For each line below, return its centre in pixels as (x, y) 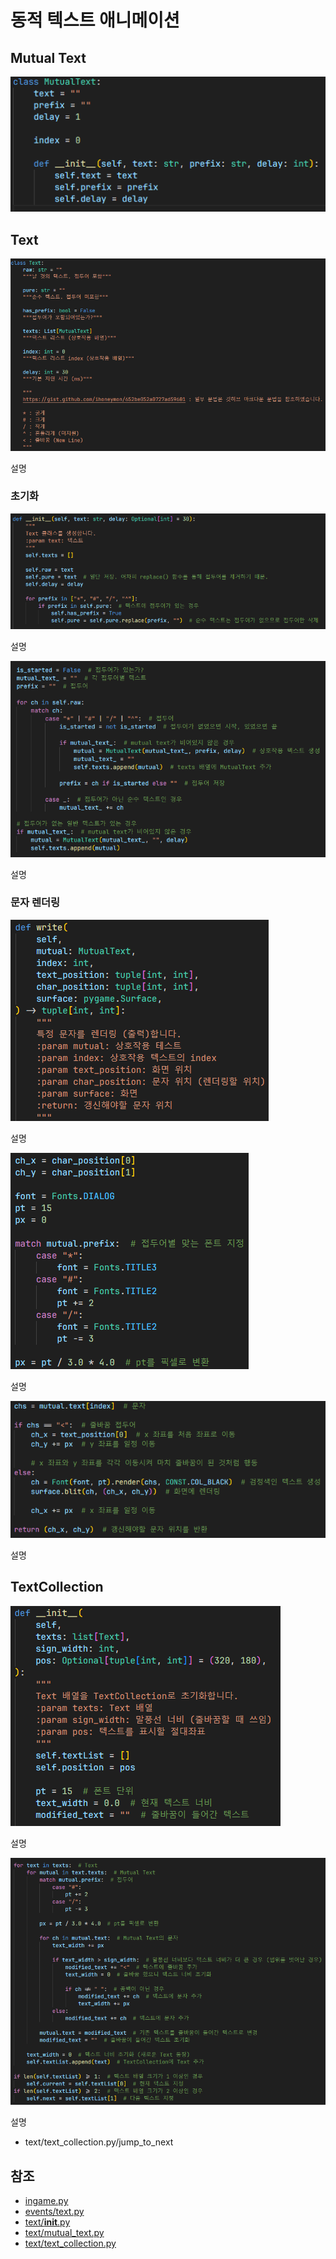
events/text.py (54, 2211)
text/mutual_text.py (64, 2232)
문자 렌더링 (35, 903)
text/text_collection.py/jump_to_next (99, 2142)
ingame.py (46, 2200)
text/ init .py (47, 2222)
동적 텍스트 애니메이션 (95, 20)
